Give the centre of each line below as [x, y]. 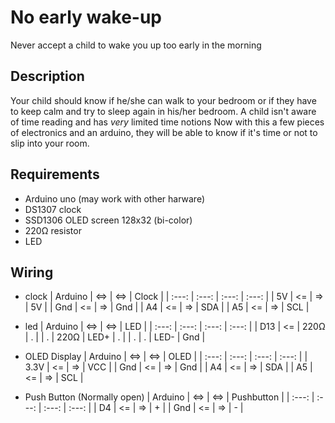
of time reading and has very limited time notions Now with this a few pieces [167, 122]
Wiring [32, 272]
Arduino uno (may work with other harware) [115, 198]
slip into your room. [50, 143]
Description [47, 76]
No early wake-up [86, 17]
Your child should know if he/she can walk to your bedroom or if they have [163, 100]
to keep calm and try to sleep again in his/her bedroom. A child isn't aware [163, 111]
